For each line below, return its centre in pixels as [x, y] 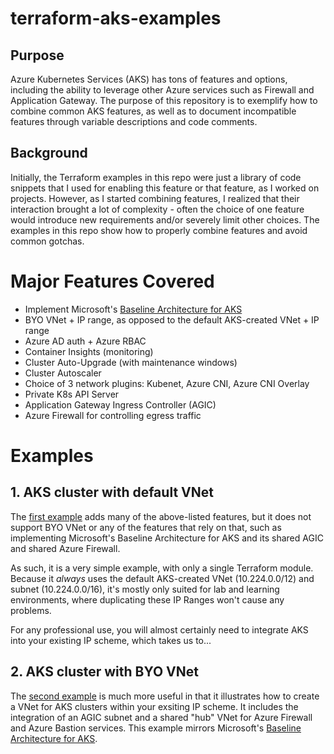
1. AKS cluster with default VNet [112, 492]
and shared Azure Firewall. [65, 548]
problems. [31, 610]
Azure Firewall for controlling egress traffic [113, 415]
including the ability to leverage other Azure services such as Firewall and [162, 90]
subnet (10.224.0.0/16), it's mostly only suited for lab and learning [145, 589]
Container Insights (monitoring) [89, 351]
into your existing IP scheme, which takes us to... [111, 640]
